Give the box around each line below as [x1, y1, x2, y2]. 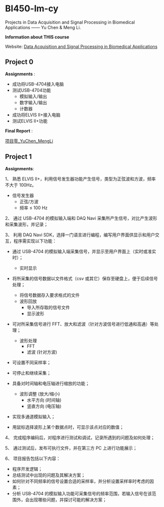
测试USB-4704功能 [12, 87, 51, 93]
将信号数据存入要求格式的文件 [19, 292, 80, 298]
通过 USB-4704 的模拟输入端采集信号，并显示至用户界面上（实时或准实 [12, 248, 157, 254]
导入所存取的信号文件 [26, 304, 70, 310]
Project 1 [5, 153, 32, 161]
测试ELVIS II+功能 [12, 118, 48, 124]
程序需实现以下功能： [13, 238, 57, 244]
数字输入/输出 [19, 99, 47, 105]
